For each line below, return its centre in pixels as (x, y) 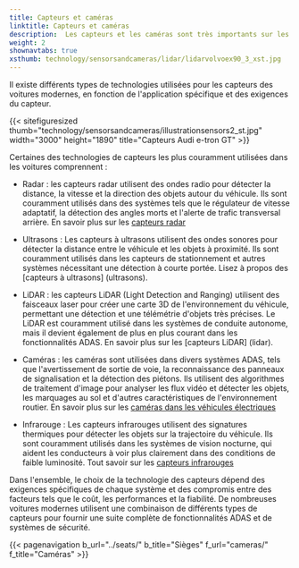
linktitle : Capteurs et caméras (69, 26)
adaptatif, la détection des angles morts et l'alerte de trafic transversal (151, 212)
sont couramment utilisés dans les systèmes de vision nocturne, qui (147, 443)
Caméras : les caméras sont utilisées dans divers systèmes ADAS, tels (151, 360)
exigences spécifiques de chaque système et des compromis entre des (141, 489)
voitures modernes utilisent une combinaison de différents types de (133, 508)
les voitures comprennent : (58, 167)
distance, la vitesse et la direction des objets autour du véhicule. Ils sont (154, 194)
